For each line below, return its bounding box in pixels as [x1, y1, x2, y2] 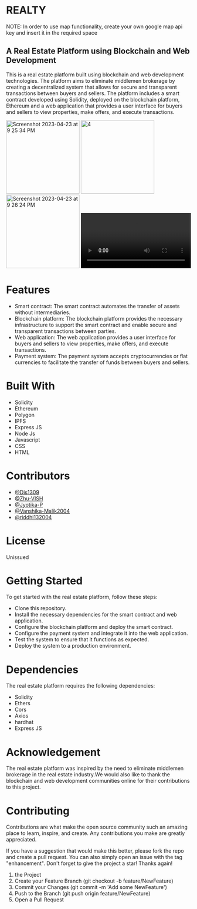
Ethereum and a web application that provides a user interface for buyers [6, 102, 183, 109]
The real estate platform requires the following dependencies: [6, 682, 155, 689]
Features [6, 283, 50, 297]
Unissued [6, 553, 29, 561]
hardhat [14, 719, 34, 726]
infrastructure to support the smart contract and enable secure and [14, 321, 177, 328]
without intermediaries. [14, 309, 71, 316]
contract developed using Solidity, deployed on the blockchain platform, [6, 96, 180, 103]
